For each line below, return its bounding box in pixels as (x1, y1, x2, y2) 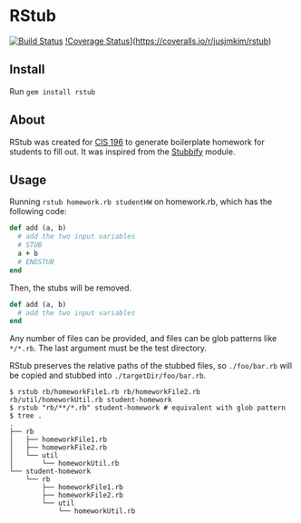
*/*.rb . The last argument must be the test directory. (9, 342, 207, 354)
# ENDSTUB (17, 257, 54, 266)
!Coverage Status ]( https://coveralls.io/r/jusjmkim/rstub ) (64, 35, 272, 46)
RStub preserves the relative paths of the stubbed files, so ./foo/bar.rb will (9, 360, 293, 371)
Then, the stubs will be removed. (9, 282, 132, 293)
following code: (9, 206, 67, 217)
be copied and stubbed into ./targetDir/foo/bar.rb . (9, 370, 207, 381)
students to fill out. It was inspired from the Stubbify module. (9, 146, 236, 157)
